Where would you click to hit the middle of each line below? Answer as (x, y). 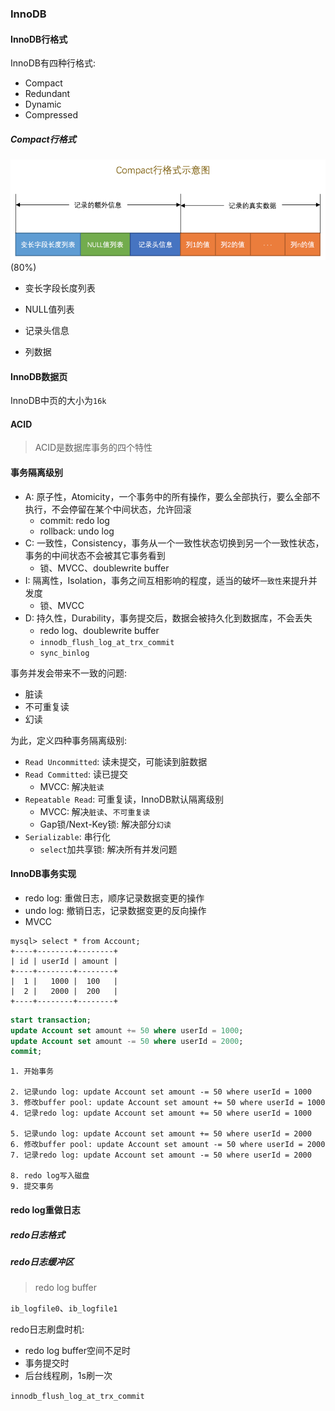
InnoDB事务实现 (43, 874)
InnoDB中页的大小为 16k (58, 401)
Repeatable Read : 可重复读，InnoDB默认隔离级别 (124, 799)
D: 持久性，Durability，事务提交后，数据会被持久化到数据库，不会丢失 (168, 618)
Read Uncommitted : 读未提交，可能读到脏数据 (116, 761)
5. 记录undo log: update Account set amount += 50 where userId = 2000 (161, 1134)
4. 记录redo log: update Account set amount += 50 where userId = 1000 (161, 1113)
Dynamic (43, 104)
